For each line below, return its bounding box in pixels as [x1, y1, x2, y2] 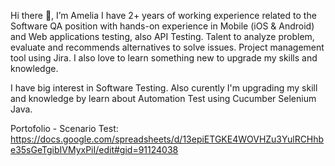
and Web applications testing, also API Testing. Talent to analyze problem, [10, 31, 315, 42]
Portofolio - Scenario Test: [10, 123, 119, 134]
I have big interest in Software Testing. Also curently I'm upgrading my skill [10, 82, 318, 94]
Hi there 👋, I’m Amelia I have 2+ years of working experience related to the [10, 10, 317, 21]
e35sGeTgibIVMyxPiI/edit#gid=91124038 [10, 144, 179, 155]
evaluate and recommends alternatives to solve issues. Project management [10, 41, 325, 53]
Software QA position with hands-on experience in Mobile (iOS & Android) [10, 20, 315, 32]
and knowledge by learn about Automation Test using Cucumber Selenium [10, 93, 317, 104]
